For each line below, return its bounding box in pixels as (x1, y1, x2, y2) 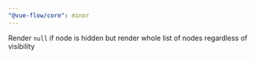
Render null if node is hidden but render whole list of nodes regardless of (8, 33, 248, 42)
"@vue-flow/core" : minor (8, 11, 90, 20)
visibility (8, 41, 35, 51)
